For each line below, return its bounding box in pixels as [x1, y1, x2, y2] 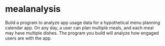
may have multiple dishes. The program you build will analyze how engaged [5, 30, 159, 36]
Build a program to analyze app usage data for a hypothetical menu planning [5, 20, 161, 25]
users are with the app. [5, 35, 52, 41]
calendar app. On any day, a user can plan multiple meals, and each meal [5, 24, 154, 30]
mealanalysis [5, 3, 61, 15]
